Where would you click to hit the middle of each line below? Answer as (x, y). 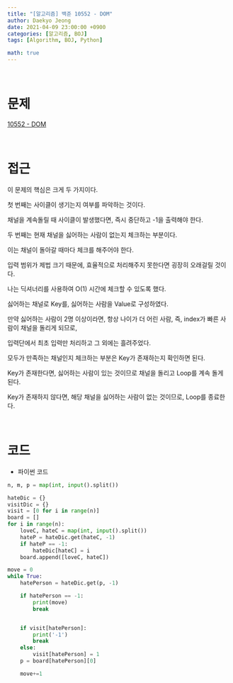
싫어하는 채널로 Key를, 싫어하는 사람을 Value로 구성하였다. (88, 304)
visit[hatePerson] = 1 (66, 655)
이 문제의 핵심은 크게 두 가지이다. (53, 189)
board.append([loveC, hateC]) (65, 557)
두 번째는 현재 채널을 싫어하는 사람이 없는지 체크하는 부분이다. (92, 235)
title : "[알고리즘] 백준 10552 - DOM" (60, 14)
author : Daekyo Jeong (39, 21)
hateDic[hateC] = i (62, 551)
